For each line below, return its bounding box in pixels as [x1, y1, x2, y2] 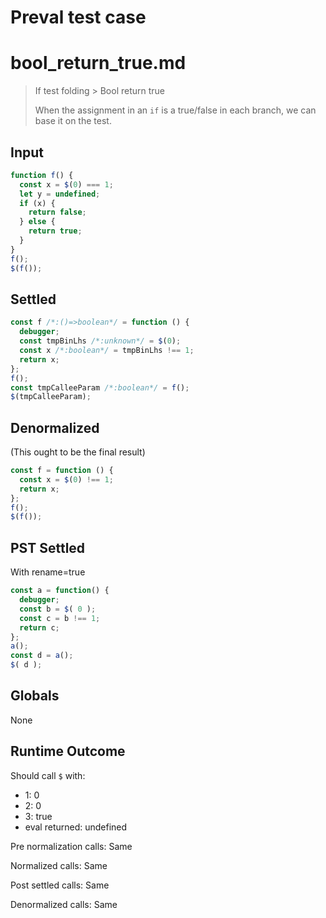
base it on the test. [34, 115, 112, 127]
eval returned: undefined [24, 821, 128, 833]
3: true [24, 810, 53, 822]
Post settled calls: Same [10, 879, 110, 891]
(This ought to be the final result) [10, 446, 146, 458]
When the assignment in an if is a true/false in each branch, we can [34, 104, 317, 116]
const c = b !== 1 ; [19, 613, 101, 623]
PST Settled [10, 539, 86, 556]
